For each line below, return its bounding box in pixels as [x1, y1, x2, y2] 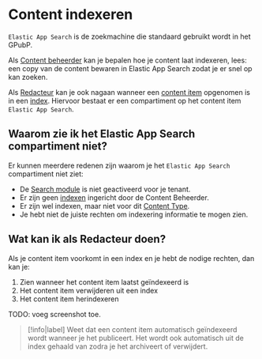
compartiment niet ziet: [8, 168, 84, 179]
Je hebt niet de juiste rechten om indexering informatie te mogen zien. [19, 210, 249, 219]
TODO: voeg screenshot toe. [8, 309, 101, 319]
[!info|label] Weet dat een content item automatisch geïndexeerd [27, 324, 238, 334]
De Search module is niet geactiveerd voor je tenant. [19, 184, 191, 194]
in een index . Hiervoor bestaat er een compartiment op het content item [8, 96, 241, 105]
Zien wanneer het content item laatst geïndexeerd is [19, 277, 189, 286]
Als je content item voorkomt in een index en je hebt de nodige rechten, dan [8, 253, 255, 263]
